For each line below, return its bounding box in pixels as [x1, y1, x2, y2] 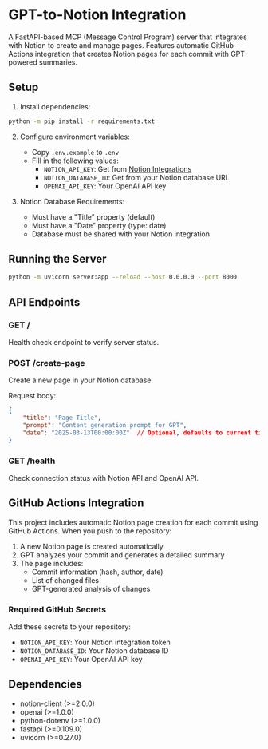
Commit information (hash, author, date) [31, 567, 164, 577]
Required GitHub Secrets [8, 604, 106, 615]
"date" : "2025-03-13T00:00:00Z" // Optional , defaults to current [22, 429, 251, 437]
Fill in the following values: [31, 156, 120, 165]
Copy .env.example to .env [31, 147, 120, 157]
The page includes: [19, 558, 84, 568]
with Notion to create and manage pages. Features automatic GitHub [8, 40, 234, 50]
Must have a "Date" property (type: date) [31, 220, 167, 230]
